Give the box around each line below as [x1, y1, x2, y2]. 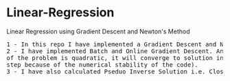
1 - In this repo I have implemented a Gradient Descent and [6, 40, 217, 48]
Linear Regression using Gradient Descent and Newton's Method [6, 27, 190, 35]
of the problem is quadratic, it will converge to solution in [6, 54, 224, 62]
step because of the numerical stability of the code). [6, 61, 198, 69]
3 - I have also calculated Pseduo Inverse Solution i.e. [6, 67, 206, 76]
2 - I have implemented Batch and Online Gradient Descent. [6, 47, 214, 55]
